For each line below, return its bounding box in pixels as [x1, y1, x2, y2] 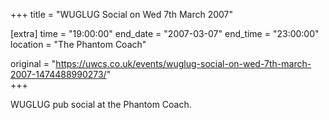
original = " [10, 58, 57, 69]
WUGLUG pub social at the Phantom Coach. [10, 99, 192, 110]
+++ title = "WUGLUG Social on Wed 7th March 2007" [10, 9, 234, 20]
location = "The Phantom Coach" [10, 39, 147, 50]
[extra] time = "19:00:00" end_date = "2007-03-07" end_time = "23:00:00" [10, 28, 320, 39]
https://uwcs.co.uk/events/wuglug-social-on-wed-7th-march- [55, 58, 312, 69]
